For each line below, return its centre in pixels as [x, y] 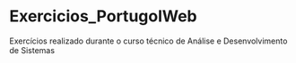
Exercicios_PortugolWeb [103, 16]
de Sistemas [32, 50]
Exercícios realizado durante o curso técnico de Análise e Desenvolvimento [148, 41]
